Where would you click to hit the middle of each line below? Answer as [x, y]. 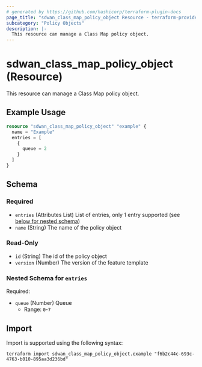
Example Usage [36, 112]
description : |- [26, 29]
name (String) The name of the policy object [68, 227]
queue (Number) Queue [43, 303]
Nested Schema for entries [47, 278]
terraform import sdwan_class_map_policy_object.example [79, 354]
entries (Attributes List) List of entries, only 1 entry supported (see [97, 215]
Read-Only [23, 243]
